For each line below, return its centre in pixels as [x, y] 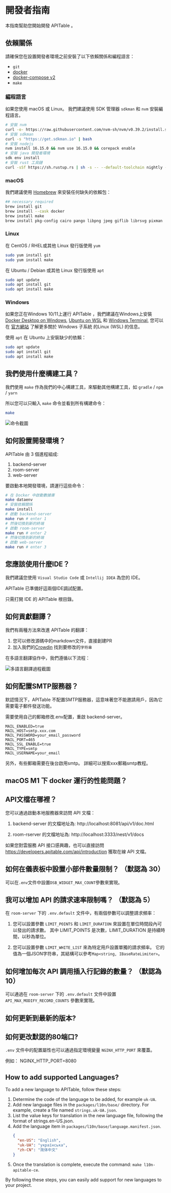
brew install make [25, 216]
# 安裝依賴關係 [19, 505]
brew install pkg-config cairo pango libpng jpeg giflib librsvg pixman [84, 221]
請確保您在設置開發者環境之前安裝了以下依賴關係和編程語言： [70, 56]
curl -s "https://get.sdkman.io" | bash [49, 139]
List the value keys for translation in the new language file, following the [88, 1116]
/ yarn [11, 393]
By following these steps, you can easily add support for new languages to [83, 1180]
